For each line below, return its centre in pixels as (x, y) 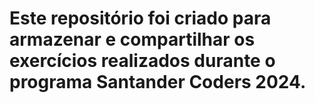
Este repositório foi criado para (140, 18)
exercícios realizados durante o (142, 61)
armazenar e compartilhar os (132, 39)
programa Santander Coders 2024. (158, 82)
